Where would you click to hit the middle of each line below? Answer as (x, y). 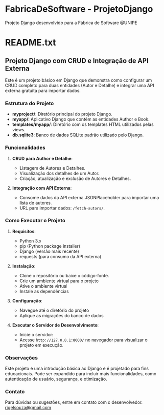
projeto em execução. (41, 345)
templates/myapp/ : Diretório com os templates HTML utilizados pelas (83, 124)
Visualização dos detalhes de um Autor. (59, 173)
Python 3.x (30, 241)
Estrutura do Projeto (30, 103)
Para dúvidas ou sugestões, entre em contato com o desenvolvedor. (74, 402)
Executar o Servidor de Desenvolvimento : (55, 325)
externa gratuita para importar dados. (43, 90)
